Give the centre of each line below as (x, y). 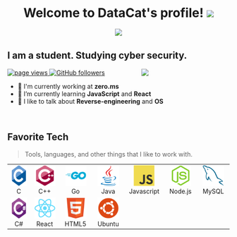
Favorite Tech (38, 137)
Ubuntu (108, 224)
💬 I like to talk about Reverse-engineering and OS (90, 101)
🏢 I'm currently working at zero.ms (68, 86)
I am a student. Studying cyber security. (97, 55)
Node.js (180, 191)
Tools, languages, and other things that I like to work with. (108, 154)
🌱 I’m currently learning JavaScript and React (84, 94)
